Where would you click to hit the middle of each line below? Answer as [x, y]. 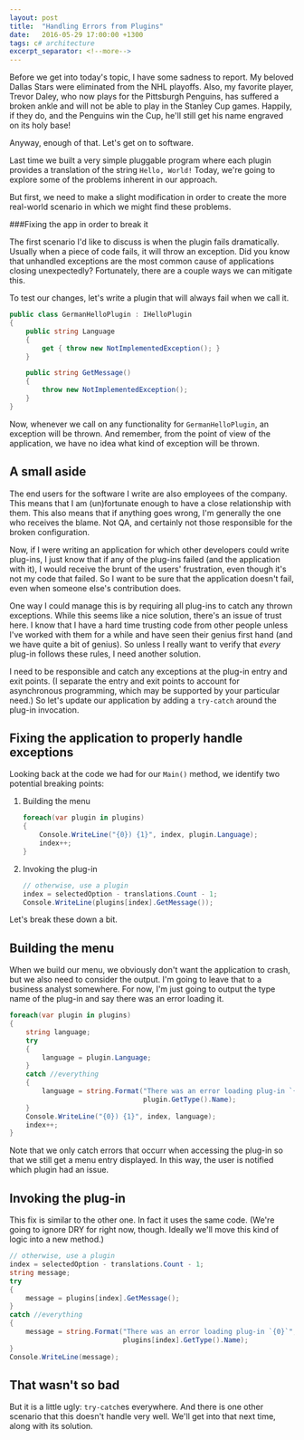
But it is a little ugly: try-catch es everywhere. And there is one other [137, 1407]
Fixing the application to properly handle [126, 738]
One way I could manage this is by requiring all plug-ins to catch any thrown [151, 605]
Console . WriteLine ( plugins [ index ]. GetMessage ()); [118, 902]
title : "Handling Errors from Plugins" [87, 26]
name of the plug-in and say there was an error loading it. [117, 999]
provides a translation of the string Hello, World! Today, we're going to [142, 170]
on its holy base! [40, 125]
